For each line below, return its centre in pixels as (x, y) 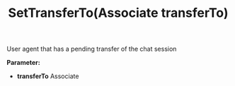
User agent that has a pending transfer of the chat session (92, 49)
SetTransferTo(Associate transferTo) (118, 13)
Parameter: (23, 63)
